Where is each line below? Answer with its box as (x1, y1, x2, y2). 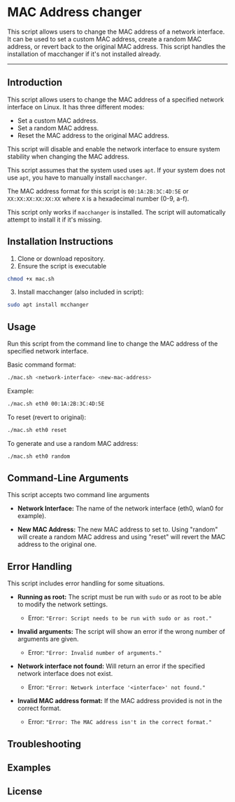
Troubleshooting (7, 738, 82, 750)
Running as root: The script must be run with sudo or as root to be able (17, 593, 222, 601)
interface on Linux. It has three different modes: (7, 102, 145, 111)
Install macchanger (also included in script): (17, 288, 144, 297)
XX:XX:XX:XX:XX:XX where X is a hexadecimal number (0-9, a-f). (7, 194, 190, 203)
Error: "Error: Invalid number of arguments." (27, 648, 162, 657)
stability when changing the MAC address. (7, 152, 129, 161)
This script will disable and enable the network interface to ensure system (7, 144, 220, 153)
